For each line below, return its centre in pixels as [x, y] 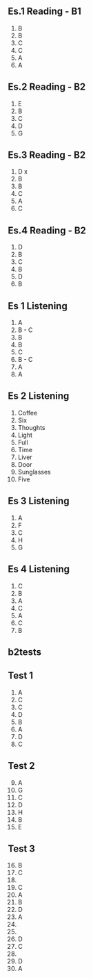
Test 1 [21, 676]
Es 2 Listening [39, 396]
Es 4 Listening [39, 569]
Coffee [28, 413]
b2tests [25, 652]
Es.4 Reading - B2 [47, 230]
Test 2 [21, 766]
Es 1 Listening [38, 306]
